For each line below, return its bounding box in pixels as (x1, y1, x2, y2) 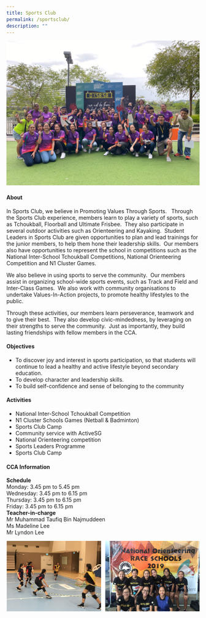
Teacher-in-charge (6, 509, 56, 517)
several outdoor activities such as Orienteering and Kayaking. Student (6, 227, 185, 234)
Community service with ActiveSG (15, 429, 102, 437)
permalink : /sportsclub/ (6, 16, 70, 23)
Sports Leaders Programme (15, 442, 86, 450)
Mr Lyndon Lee (6, 529, 45, 536)
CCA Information (6, 463, 50, 470)
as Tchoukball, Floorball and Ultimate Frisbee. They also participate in (6, 220, 184, 228)
